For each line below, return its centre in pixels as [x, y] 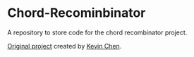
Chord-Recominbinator [77, 13]
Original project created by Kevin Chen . [65, 46]
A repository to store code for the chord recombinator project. [97, 32]
